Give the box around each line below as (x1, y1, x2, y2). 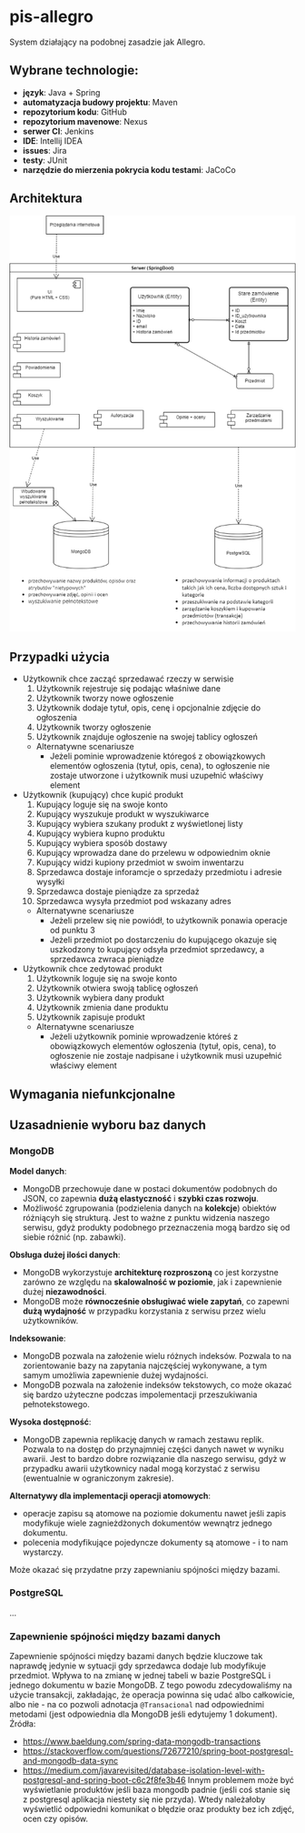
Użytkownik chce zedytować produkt (22, 963, 162, 974)
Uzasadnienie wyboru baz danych (9, 1117, 207, 1133)
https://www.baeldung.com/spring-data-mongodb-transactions (22, 1736, 261, 1747)
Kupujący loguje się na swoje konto (35, 799, 168, 811)
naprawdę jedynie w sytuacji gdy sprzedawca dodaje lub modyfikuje (9, 1660, 266, 1671)
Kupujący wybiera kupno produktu (35, 828, 165, 839)
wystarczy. (22, 1546, 64, 1557)
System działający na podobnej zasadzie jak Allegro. (9, 36, 206, 47)
